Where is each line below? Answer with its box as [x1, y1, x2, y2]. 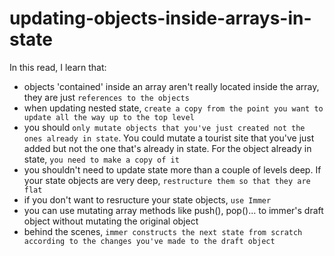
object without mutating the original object [23, 215, 199, 227]
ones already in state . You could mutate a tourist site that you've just [23, 132, 315, 144]
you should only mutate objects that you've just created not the [23, 121, 306, 133]
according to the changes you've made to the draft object [23, 236, 276, 246]
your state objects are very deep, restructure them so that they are [23, 174, 311, 186]
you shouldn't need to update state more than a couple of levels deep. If [23, 163, 322, 176]
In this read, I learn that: [9, 61, 107, 73]
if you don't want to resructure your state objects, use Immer [23, 193, 272, 206]
